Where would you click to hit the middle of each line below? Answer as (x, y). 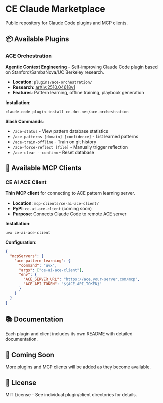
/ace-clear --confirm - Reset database (53, 152)
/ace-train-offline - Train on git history (54, 142)
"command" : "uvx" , (38, 265)
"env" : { (28, 275)
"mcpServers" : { (27, 256)
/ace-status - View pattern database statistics (60, 131)
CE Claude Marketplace (55, 9)
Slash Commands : (25, 121)
